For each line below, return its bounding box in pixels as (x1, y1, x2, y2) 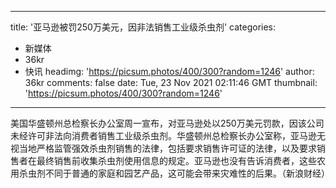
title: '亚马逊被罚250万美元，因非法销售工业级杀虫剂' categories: (10, 21, 277, 33)
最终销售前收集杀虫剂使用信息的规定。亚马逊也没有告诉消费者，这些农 (36, 155, 326, 166)
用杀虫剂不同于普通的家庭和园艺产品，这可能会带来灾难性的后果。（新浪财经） (10, 167, 330, 179)
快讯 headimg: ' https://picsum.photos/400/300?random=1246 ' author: (24, 66, 315, 77)
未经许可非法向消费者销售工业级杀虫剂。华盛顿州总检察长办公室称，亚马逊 (10, 130, 317, 141)
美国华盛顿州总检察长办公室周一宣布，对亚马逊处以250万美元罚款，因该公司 (10, 117, 325, 129)
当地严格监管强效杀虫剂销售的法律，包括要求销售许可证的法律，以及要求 (18, 142, 317, 154)
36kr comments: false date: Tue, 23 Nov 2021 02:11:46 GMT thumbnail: (24, 77, 318, 88)
